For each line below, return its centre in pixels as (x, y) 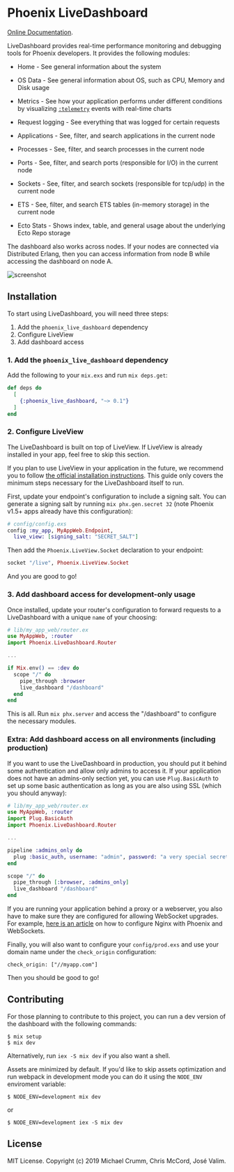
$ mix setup (24, 1037)
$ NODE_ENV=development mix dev (54, 1097)
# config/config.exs (37, 524)
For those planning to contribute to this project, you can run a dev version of (117, 1016)
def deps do (24, 388)
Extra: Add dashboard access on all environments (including (111, 739)
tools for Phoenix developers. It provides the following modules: (99, 53)
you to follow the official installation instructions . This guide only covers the (115, 475)
